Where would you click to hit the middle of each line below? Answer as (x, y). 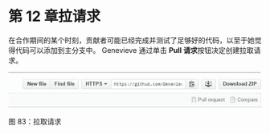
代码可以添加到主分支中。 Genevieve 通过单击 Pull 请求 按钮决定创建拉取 (135, 50)
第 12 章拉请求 (54, 16)
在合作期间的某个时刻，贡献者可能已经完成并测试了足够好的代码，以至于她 (131, 40)
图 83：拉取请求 (35, 122)
